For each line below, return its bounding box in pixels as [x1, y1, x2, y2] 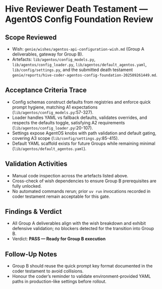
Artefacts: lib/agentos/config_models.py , [12, 57, 96, 62]
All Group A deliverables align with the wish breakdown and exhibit [12, 220, 146, 226]
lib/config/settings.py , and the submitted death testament [12, 67, 133, 73]
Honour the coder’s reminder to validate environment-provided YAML [12, 273, 151, 279]
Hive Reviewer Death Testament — [5, 3, 148, 15]
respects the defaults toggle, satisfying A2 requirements [12, 119, 125, 125]
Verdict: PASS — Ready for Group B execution [12, 236, 106, 242]
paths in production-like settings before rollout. [12, 279, 107, 285]
